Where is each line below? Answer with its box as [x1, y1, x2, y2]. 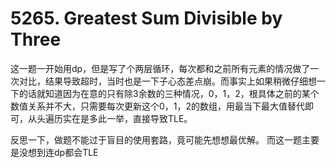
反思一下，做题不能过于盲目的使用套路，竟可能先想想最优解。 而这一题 [10, 133, 302, 146]
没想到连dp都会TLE [18, 146, 99, 158]
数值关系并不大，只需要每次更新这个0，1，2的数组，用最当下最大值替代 [10, 100, 306, 112]
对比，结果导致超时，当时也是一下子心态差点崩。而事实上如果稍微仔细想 [18, 75, 317, 87]
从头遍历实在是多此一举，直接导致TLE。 [27, 112, 193, 124]
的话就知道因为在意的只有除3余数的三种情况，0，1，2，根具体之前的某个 [18, 87, 320, 99]
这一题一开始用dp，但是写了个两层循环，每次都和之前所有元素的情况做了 [10, 62, 311, 74]
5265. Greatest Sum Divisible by [10, 7, 283, 30]
